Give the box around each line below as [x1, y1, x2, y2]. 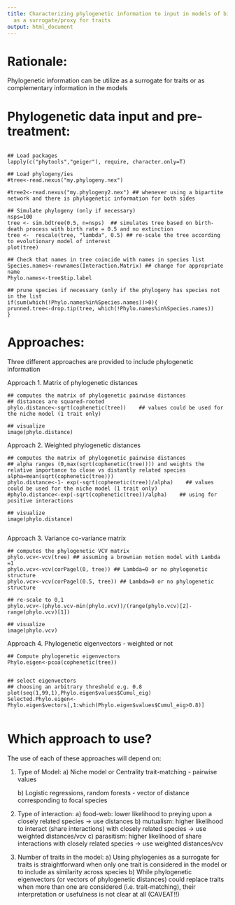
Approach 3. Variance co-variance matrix [7, 534, 127, 542]
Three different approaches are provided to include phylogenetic [7, 358, 194, 366]
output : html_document [7, 23, 73, 30]
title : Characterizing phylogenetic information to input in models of [7, 10, 220, 17]
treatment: [7, 123, 71, 139]
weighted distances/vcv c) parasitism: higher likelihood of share [17, 832, 202, 841]
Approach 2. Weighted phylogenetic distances [7, 441, 141, 449]
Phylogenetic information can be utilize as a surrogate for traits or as [7, 76, 205, 85]
